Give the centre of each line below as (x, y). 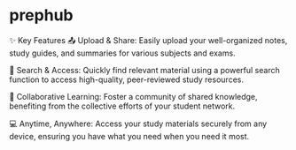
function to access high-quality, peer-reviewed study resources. (126, 79)
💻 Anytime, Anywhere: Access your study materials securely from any (138, 124)
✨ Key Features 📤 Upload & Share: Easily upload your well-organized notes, (148, 40)
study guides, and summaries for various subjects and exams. (123, 53)
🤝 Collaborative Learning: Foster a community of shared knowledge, (134, 96)
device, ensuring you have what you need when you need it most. (129, 136)
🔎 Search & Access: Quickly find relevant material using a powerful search (145, 70)
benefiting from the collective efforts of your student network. (122, 106)
